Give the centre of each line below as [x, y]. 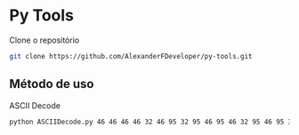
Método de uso [52, 84]
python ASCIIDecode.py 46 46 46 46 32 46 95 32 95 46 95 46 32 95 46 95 [147, 122]
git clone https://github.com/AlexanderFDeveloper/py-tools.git [131, 56]
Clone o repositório [44, 40]
